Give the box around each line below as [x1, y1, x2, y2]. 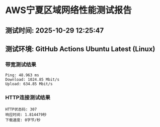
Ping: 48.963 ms [5, 73, 39, 78]
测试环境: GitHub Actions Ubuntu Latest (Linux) [5, 45, 155, 53]
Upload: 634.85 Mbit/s [5, 81, 53, 87]
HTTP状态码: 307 [5, 106, 37, 112]
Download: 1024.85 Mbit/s [5, 77, 59, 82]
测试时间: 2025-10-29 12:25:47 [5, 26, 104, 35]
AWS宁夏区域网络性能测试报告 [5, 5, 132, 16]
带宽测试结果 [5, 61, 37, 68]
